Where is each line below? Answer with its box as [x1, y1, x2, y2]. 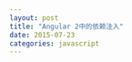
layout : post [9, 13, 59, 23]
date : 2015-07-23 [9, 30, 76, 39]
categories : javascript [9, 38, 100, 48]
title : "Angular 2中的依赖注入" [9, 22, 125, 31]
